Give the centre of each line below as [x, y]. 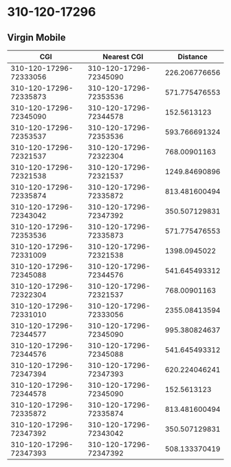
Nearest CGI [123, 57]
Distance [193, 57]
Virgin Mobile [36, 38]
